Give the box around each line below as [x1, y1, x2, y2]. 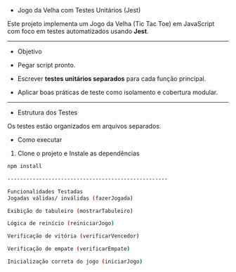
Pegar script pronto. [17, 61, 76, 69]
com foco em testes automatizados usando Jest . [7, 27, 149, 35]
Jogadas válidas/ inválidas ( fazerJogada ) [7, 195, 133, 202]
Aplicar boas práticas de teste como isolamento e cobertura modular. [17, 88, 218, 96]
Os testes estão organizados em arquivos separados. [7, 122, 162, 130]
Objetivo [17, 47, 42, 56]
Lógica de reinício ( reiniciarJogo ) [7, 220, 114, 227]
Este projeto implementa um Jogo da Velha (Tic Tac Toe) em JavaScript [7, 20, 215, 27]
